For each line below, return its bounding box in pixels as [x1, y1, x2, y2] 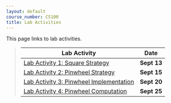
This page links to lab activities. [6, 35, 82, 42]
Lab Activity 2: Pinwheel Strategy [23, 68, 115, 76]
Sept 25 [139, 87, 163, 95]
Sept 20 [139, 78, 163, 86]
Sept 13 [139, 59, 163, 67]
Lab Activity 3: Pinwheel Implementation [23, 78, 135, 86]
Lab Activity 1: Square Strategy [23, 59, 110, 67]
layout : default [6, 8, 46, 15]
